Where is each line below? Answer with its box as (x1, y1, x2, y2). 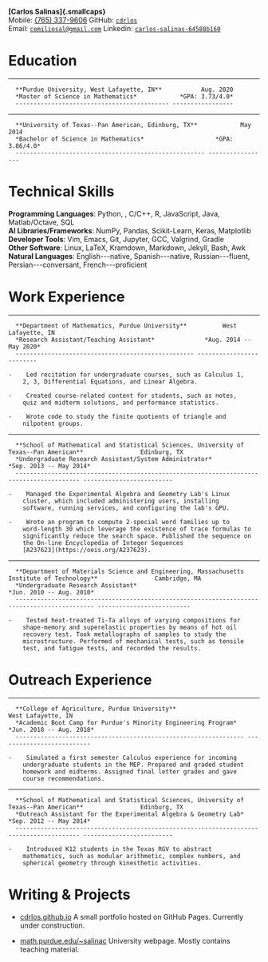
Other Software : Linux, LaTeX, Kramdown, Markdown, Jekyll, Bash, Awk (8, 243, 246, 252)
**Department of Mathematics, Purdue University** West (15, 321, 238, 330)
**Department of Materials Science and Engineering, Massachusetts (15, 567, 245, 575)
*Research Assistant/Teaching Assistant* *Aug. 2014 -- (15, 336, 251, 344)
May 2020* (8, 343, 41, 351)
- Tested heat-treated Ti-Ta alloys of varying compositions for (8, 616, 241, 624)
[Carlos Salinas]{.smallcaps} (8, 7, 106, 16)
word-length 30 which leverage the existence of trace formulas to (22, 525, 251, 533)
